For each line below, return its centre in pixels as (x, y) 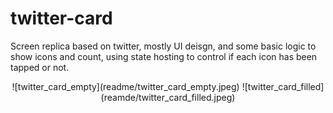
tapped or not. (40, 67)
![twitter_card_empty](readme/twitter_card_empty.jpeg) (125, 86)
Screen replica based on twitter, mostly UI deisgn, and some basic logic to (163, 46)
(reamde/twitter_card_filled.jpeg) (168, 97)
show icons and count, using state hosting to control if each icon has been (164, 56)
